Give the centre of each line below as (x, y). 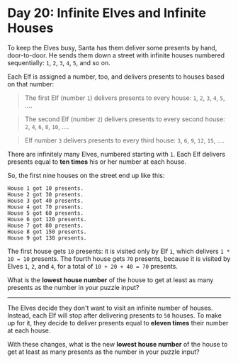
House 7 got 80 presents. (45, 225)
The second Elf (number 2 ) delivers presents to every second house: (125, 119)
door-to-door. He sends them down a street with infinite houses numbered (116, 55)
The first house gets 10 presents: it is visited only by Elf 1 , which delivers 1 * (119, 251)
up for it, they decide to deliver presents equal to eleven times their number (118, 323)
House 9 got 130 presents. (47, 238)
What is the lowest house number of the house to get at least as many (110, 280)
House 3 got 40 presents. (45, 201)
